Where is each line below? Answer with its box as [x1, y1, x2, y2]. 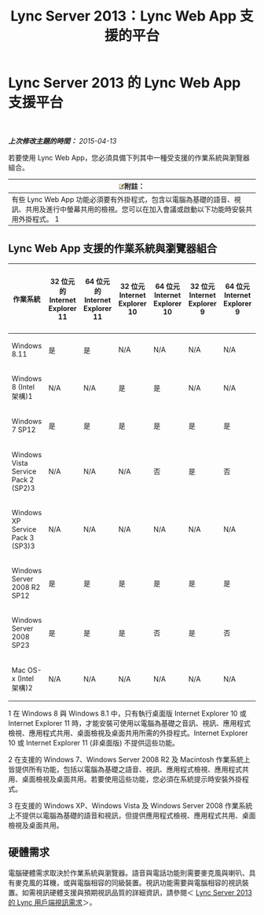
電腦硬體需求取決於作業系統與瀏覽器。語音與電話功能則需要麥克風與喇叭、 [8, 868, 249, 877]
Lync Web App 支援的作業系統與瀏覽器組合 [8, 241, 218, 255]
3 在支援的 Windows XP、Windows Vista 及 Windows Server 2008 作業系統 [8, 801, 253, 810]
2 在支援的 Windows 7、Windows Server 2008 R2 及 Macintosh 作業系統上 [8, 755, 251, 764]
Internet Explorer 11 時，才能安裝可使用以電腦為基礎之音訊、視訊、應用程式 [8, 719, 251, 727]
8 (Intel [11, 382, 35, 391]
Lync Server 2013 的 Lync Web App [8, 74, 241, 92]
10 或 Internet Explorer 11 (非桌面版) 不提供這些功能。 [8, 738, 179, 747]
